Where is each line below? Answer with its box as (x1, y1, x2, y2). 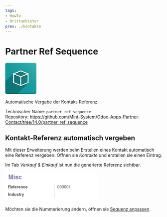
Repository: (5, 114, 29, 120)
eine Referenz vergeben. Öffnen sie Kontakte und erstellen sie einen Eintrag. (5, 152, 163, 158)
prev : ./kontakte (5, 24, 41, 29)
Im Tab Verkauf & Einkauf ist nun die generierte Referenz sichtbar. (5, 162, 141, 168)
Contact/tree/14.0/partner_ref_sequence (5, 119, 88, 125)
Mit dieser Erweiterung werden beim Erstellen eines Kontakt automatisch (5, 147, 155, 153)
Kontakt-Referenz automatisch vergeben (5, 134, 136, 142)
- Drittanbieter (5, 18, 39, 23)
